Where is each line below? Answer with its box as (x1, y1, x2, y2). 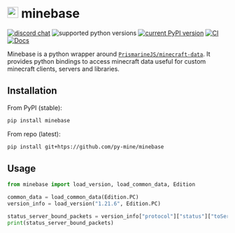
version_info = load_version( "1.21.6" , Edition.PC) (7, 200, 161, 208)
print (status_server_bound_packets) (7, 219, 114, 226)
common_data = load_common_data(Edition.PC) (7, 194, 139, 201)
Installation (7, 85, 57, 97)
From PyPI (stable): (7, 104, 63, 112)
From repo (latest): (7, 129, 61, 138)
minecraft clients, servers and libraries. (7, 64, 120, 73)
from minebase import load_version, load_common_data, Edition (7, 181, 196, 188)
